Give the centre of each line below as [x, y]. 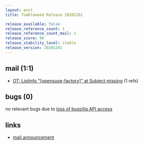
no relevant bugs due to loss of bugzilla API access [59, 109]
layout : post [19, 10]
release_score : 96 [25, 38]
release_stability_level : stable [41, 43]
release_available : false [33, 24]
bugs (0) [19, 97]
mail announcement [33, 137]
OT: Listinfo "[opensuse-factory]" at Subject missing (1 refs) [75, 81]
